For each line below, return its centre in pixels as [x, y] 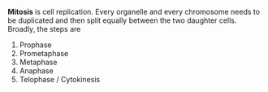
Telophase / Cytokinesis [60, 79]
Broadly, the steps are [44, 29]
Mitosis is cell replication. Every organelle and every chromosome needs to [134, 12]
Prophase [35, 45]
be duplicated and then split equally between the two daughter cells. [122, 20]
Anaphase [36, 71]
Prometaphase [44, 53]
